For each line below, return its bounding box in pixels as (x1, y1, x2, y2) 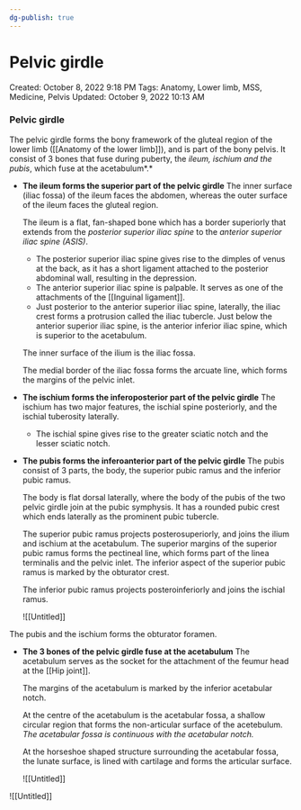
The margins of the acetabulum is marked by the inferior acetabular (22, 682, 273, 693)
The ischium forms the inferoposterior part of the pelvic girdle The (22, 391, 276, 402)
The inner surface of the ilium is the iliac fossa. (22, 347, 196, 358)
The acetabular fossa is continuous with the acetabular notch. (22, 728, 254, 739)
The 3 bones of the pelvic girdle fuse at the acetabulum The (22, 645, 250, 657)
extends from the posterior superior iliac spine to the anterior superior (22, 226, 282, 237)
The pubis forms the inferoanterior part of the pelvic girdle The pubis (22, 455, 285, 466)
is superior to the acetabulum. (35, 329, 147, 340)
